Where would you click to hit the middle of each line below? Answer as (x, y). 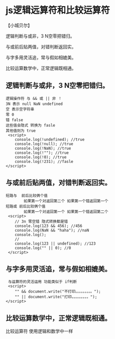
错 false (14, 120)
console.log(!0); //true (41, 157)
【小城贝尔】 (19, 25)
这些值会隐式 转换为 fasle (31, 125)
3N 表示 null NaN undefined (34, 104)
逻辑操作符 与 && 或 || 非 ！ (34, 98)
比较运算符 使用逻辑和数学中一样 (39, 331)
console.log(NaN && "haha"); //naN (52, 230)
